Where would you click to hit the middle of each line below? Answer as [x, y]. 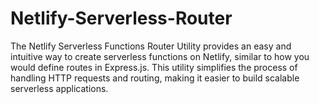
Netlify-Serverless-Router [121, 18]
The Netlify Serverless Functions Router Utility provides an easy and [151, 46]
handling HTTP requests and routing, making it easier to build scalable [155, 78]
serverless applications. [59, 88]
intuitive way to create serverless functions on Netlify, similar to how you [160, 56]
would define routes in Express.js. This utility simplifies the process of [154, 67]
